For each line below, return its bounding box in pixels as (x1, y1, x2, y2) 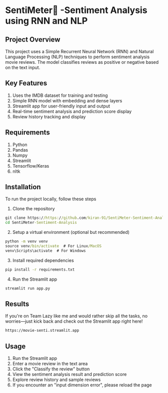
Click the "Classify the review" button (12, 366, 90, 372)
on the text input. (5, 65, 40, 70)
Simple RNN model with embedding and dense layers (12, 97, 122, 103)
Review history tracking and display (12, 113, 86, 119)
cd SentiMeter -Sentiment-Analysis (5, 220, 77, 225)
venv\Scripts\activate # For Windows (5, 248, 86, 253)
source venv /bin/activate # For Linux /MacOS (5, 243, 101, 249)
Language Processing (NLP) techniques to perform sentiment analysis (5, 54, 150, 60)
